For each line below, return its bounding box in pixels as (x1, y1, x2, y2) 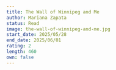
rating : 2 (6, 43, 32, 49)
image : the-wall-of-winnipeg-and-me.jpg (6, 26, 111, 32)
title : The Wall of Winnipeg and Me (6, 9, 100, 15)
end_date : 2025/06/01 (6, 37, 62, 43)
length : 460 (6, 49, 37, 55)
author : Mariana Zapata (6, 15, 67, 21)
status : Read (6, 20, 40, 26)
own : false (6, 54, 34, 60)
